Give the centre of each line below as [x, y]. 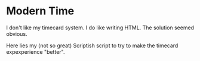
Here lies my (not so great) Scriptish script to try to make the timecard [92, 45]
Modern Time [40, 11]
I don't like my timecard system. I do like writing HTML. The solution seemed [100, 28]
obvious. [17, 33]
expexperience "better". [36, 51]
